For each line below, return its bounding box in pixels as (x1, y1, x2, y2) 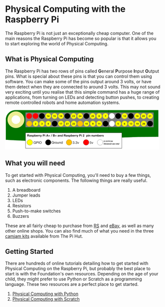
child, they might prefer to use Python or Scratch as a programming (5, 276, 142, 282)
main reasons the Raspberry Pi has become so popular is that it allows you (5, 35, 157, 41)
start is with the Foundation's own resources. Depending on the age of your (5, 271, 159, 277)
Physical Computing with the (5, 3, 126, 15)
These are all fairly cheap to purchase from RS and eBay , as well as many (5, 223, 154, 229)
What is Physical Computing (5, 55, 94, 64)
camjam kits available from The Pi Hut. (5, 233, 83, 239)
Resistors (12, 203, 32, 208)
